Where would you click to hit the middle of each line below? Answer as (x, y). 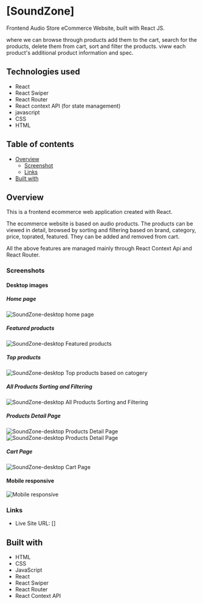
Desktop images (27, 285)
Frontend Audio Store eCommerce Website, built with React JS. (86, 28)
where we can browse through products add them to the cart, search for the (102, 39)
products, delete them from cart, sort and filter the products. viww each (96, 46)
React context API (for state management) (68, 106)
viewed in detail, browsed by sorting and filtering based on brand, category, (101, 230)
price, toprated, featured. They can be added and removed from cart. (93, 237)
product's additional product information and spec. (70, 52)
